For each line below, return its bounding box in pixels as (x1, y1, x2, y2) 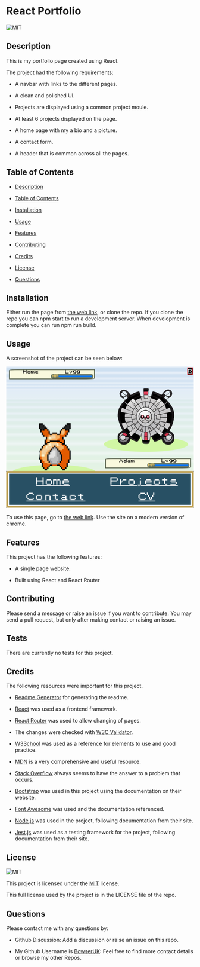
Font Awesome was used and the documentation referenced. (14, 806, 165, 813)
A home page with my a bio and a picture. (14, 127, 117, 134)
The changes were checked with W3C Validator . (14, 729, 133, 736)
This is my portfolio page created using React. (6, 57, 119, 64)
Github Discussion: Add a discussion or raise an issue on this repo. (14, 937, 179, 944)
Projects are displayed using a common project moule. (14, 103, 149, 111)
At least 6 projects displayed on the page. (14, 115, 117, 122)
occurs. (14, 776, 34, 784)
